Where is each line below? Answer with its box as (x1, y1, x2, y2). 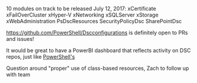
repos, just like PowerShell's (6, 53, 75, 60)
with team (6, 71, 31, 78)
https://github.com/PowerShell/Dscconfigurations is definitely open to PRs (6, 29, 188, 36)
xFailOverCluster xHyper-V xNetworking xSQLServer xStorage (6, 11, 159, 18)
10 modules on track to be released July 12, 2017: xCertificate (6, 5, 156, 12)
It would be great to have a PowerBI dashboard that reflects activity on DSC (6, 47, 191, 54)
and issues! (6, 36, 34, 42)
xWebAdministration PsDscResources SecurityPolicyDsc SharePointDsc (6, 18, 182, 24)
